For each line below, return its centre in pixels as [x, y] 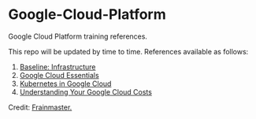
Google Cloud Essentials [59, 75]
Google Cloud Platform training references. [78, 36]
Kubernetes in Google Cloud [65, 84]
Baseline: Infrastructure [58, 67]
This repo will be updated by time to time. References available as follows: [128, 51]
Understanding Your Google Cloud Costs [85, 91]
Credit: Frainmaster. [40, 107]
